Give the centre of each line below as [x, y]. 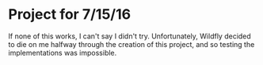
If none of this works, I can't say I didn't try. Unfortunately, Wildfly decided [130, 36]
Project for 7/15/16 [70, 14]
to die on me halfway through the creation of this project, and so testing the [131, 44]
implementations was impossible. [63, 52]
